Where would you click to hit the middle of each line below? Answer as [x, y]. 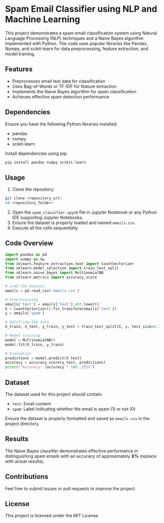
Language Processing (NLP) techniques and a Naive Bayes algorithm [74, 38]
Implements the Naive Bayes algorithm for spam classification [74, 91]
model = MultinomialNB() [30, 340]
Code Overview [29, 243]
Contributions [27, 477]
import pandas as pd [26, 254]
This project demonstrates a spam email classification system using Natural [81, 33]
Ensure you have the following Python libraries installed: [61, 124]
